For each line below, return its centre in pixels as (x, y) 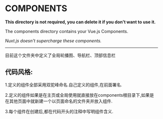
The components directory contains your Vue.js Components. (67, 31)
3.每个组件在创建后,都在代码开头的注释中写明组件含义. (59, 111)
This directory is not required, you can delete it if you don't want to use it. (81, 22)
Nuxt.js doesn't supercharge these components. (53, 41)
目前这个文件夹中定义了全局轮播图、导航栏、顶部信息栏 (60, 55)
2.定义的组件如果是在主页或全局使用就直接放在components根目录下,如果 (77, 95)
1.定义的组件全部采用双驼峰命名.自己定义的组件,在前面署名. (64, 85)
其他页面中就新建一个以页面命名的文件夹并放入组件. (61, 101)
